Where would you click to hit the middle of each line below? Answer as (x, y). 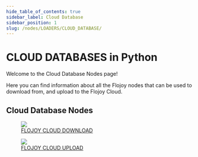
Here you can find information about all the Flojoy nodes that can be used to (99, 85)
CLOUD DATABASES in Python (82, 57)
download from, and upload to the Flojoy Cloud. (64, 92)
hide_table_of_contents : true (44, 12)
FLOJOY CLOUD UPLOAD (52, 148)
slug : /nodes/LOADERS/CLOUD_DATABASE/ (54, 28)
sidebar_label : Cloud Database (45, 17)
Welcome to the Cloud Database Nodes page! (62, 74)
